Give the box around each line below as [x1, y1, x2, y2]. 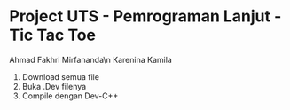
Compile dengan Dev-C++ [21, 90, 119, 101]
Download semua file [21, 71, 100, 82]
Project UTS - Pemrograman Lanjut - [9, 6, 282, 27]
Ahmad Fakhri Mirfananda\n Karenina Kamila [9, 54, 173, 65]
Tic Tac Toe [9, 25, 96, 45]
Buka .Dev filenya [21, 81, 87, 91]
